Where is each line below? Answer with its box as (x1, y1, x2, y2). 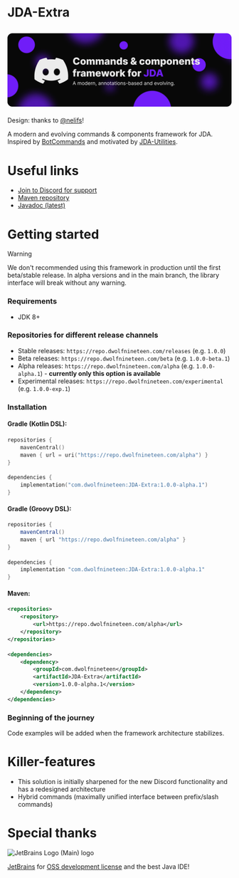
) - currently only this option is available (40, 369, 161, 377)
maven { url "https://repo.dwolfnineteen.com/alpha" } (20, 535, 186, 543)
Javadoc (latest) (17, 201, 66, 210)
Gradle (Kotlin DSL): (7, 419, 68, 428)
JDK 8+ (17, 313, 41, 321)
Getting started (7, 226, 100, 242)
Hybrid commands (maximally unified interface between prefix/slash (17, 792, 219, 801)
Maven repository (17, 194, 70, 202)
